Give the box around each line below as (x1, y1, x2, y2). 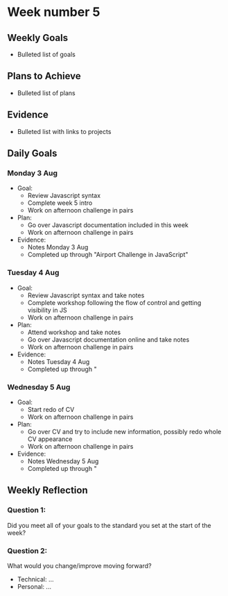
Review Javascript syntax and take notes (27, 291, 145, 299)
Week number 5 (7, 4, 100, 20)
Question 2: (7, 546, 48, 556)
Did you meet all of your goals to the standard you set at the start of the (7, 521, 211, 529)
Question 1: (7, 505, 46, 515)
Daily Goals (7, 147, 58, 160)
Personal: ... (17, 582, 52, 590)
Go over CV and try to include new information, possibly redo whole (27, 427, 222, 436)
